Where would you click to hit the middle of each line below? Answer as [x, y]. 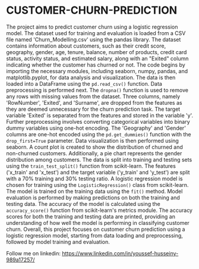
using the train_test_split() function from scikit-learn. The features [91, 166]
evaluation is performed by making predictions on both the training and [93, 198]
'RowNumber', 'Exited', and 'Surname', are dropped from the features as [94, 102]
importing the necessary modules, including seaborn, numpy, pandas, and [97, 71]
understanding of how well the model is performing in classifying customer [98, 223]
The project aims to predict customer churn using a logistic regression [92, 27]
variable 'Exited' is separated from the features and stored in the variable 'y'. [100, 115]
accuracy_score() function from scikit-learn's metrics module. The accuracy [99, 210]
